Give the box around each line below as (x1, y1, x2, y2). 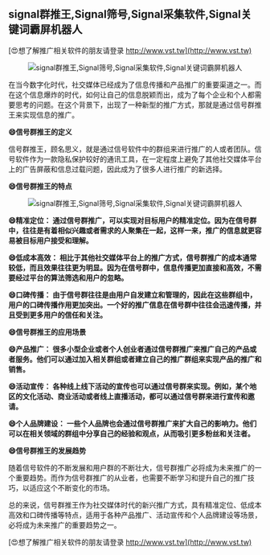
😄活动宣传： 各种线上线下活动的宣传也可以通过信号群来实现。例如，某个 (8, 381, 250, 391)
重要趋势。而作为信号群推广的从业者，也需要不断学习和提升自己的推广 (14, 473, 247, 483)
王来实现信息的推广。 (8, 109, 79, 119)
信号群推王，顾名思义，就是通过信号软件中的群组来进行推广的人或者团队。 (8, 144, 255, 154)
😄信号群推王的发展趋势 (8, 446, 87, 455)
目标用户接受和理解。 (22, 236, 93, 245)
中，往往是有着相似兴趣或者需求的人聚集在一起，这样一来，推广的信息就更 (8, 225, 255, 235)
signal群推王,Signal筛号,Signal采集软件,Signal (8, 7, 241, 22)
